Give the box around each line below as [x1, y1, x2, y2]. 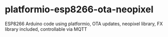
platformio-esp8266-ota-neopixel [5, 4, 154, 15]
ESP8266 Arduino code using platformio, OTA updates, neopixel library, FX [5, 21, 163, 27]
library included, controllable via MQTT [5, 26, 87, 32]
